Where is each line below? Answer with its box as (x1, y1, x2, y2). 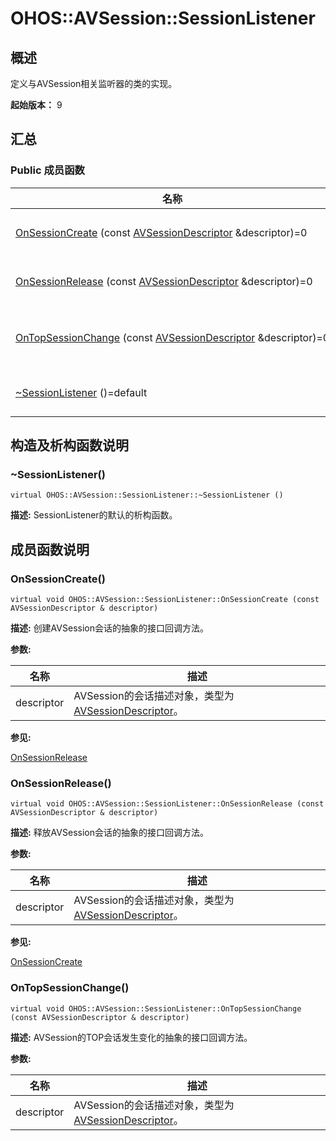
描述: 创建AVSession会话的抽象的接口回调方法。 (10, 622, 209, 634)
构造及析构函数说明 (10, 437, 129, 454)
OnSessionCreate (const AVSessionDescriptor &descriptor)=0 (15, 225, 308, 239)
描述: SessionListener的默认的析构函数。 (10, 509, 178, 521)
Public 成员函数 (10, 163, 85, 177)
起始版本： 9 (10, 99, 63, 111)
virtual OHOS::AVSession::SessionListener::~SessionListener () (10, 490, 284, 501)
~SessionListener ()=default (15, 385, 148, 399)
